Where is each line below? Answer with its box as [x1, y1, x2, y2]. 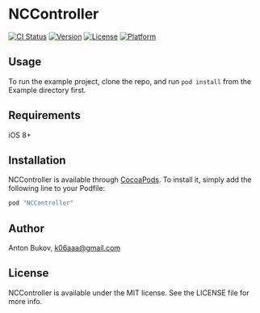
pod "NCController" [8, 199, 74, 207]
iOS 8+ [8, 130, 31, 140]
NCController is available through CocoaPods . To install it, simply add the [8, 175, 252, 184]
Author [8, 222, 44, 235]
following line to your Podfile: [8, 184, 106, 193]
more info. [8, 296, 43, 306]
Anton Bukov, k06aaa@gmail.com [8, 243, 121, 253]
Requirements [8, 108, 81, 122]
